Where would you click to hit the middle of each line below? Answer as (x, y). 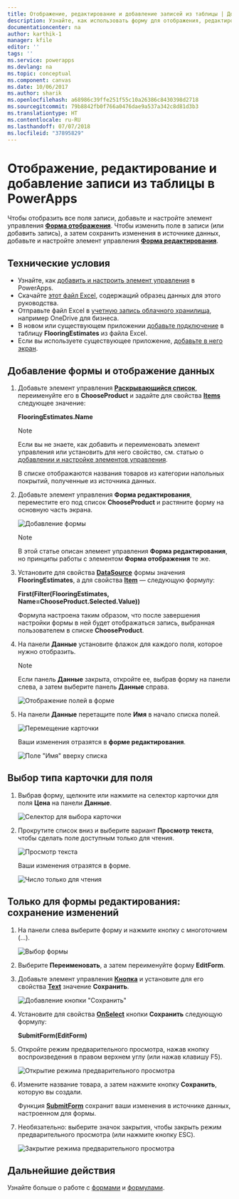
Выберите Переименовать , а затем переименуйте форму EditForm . (121, 965)
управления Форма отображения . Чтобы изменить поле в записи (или (116, 226)
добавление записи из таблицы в (111, 183)
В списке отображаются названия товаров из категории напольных (121, 473)
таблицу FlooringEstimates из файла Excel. (83, 333)
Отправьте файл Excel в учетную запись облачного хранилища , (115, 311)
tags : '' (20, 54)
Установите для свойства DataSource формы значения (101, 572)
